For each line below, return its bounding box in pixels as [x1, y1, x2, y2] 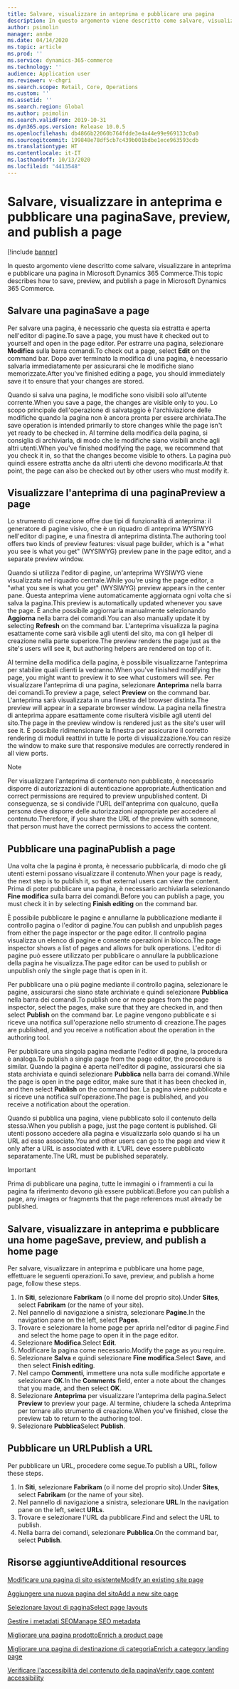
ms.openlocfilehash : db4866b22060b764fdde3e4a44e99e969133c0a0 [7, 130, 199, 137]
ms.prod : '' [7, 51, 43, 58]
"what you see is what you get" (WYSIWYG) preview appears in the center [7, 584, 225, 592]
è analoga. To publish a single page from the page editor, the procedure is [7, 1054, 223, 1063]
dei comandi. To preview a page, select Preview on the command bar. [7, 689, 211, 697]
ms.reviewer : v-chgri [7, 76, 72, 84]
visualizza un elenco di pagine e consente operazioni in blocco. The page [7, 936, 221, 945]
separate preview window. [7, 555, 85, 563]
